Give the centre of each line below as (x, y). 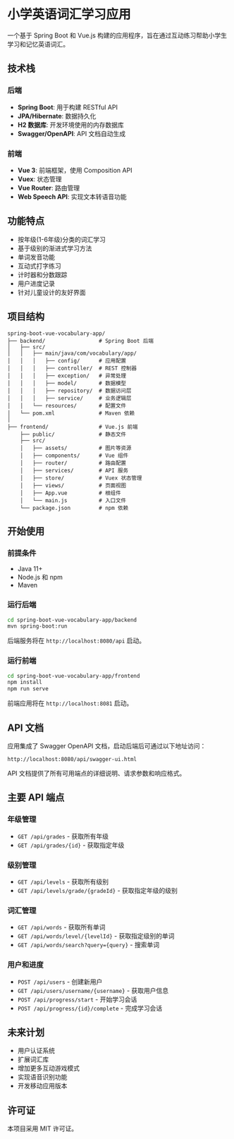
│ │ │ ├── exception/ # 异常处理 (67, 376)
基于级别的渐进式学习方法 (55, 248)
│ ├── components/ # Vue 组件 (74, 456)
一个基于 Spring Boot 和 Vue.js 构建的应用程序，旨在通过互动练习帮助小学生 (117, 35)
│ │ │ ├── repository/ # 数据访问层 (69, 391)
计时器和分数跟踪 (42, 274)
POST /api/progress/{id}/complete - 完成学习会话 (90, 1008)
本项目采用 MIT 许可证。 (43, 1128)
